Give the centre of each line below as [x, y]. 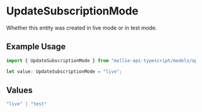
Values [20, 90]
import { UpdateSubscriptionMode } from [58, 61]
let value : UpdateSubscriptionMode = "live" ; [64, 71]
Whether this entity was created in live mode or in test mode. [82, 28]
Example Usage [36, 47]
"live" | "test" [26, 104]
